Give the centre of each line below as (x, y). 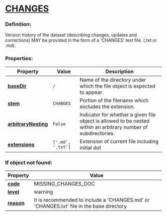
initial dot (90, 147)
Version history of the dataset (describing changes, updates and (71, 35)
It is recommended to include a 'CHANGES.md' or (92, 200)
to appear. (92, 92)
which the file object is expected (118, 86)
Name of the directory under (113, 80)
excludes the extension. (107, 107)
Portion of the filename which (114, 100)
